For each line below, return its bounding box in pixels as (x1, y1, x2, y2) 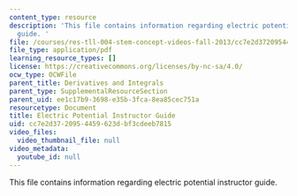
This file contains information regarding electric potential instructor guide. (9, 177, 278, 187)
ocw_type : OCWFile (9, 71, 77, 79)
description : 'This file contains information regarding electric (9, 21, 259, 30)
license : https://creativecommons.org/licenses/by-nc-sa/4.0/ (9, 63, 243, 72)
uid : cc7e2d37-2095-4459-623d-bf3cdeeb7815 (9, 120, 172, 129)
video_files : (9, 128, 57, 137)
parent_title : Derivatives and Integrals (9, 79, 164, 87)
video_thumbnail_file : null (17, 136, 121, 145)
